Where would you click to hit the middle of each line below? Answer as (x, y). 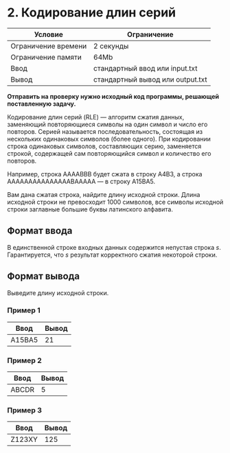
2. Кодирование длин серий (92, 13)
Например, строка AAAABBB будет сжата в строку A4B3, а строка (105, 174)
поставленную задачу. (42, 104)
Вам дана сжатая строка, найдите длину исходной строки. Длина (104, 194)
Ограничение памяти (46, 57)
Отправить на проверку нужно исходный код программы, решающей (113, 96)
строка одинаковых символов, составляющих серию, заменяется (104, 146)
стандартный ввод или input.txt (146, 68)
